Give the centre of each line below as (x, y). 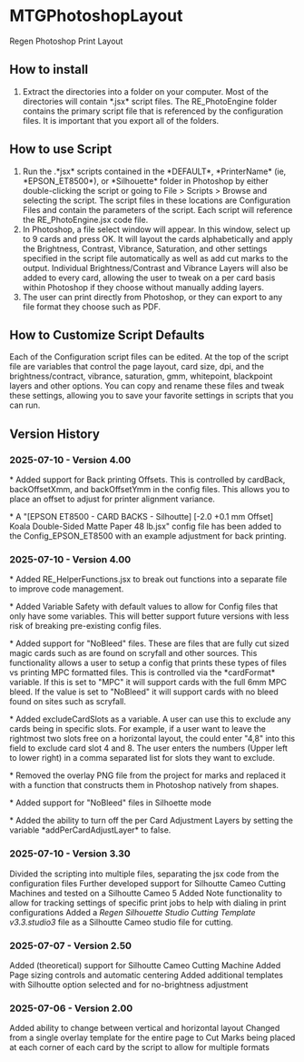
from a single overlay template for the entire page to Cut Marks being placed (152, 1037)
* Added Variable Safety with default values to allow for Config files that (144, 607)
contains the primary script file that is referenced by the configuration (153, 111)
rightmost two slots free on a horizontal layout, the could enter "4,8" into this (152, 739)
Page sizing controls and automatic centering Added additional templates (147, 975)
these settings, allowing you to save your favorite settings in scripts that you (152, 396)
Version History (54, 434)
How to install (49, 70)
